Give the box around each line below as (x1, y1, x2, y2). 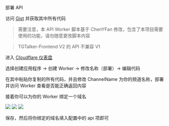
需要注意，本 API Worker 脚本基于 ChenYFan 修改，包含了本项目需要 (17, 26, 163, 32)
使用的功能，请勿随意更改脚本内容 (17, 33, 90, 38)
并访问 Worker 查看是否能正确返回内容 (5, 82, 86, 89)
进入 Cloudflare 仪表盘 (5, 54, 53, 60)
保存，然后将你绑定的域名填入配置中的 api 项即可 (5, 115, 109, 121)
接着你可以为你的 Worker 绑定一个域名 (5, 94, 86, 99)
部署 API (5, 5, 23, 10)
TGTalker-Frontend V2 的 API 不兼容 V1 (17, 44, 101, 50)
